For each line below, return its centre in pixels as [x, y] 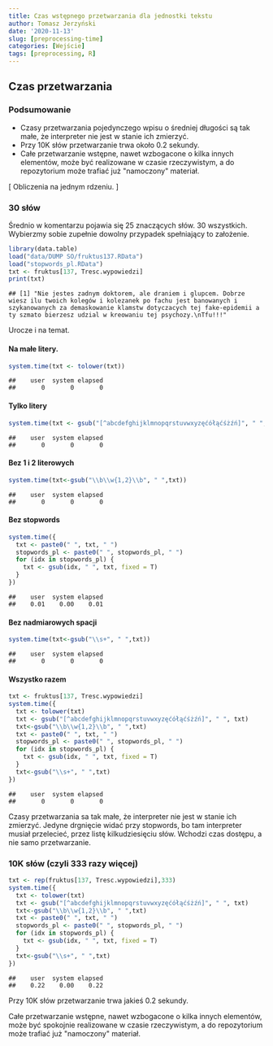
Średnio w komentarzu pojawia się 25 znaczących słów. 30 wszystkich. [128, 225]
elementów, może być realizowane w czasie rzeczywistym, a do [127, 162]
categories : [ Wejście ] [47, 46]
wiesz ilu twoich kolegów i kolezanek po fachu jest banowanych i [123, 301]
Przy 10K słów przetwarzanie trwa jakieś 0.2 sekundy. [98, 1000]
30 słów [24, 207]
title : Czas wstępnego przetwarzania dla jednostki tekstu [110, 16]
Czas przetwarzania [61, 87]
